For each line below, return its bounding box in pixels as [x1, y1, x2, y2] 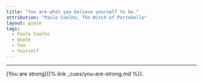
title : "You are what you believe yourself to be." [6, 8, 139, 15]
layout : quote [6, 20, 42, 26]
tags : [6, 25, 20, 32]
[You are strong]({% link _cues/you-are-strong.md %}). [6, 70, 144, 77]
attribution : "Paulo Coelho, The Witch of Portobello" [6, 14, 147, 20]
